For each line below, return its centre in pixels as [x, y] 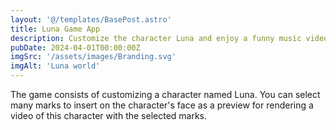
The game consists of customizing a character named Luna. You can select [165, 94]
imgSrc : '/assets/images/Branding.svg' [93, 57]
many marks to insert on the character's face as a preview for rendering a [162, 105]
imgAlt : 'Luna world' [55, 66]
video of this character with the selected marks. [109, 115]
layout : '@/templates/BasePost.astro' [91, 19]
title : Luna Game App [55, 29]
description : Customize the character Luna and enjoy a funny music [156, 38]
